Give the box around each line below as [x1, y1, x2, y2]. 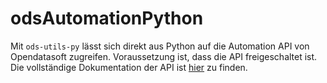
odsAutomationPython [10, 7, 204, 30]
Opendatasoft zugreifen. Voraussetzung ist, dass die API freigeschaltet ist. [10, 50, 318, 62]
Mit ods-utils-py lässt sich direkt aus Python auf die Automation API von [10, 40, 310, 52]
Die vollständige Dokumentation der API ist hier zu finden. [10, 61, 248, 73]
